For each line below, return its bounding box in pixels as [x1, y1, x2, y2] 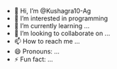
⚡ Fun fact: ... [13, 55, 53, 63]
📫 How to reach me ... [13, 37, 80, 45]
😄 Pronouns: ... [13, 47, 60, 56]
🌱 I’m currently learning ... [13, 22, 90, 30]
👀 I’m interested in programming [13, 14, 108, 23]
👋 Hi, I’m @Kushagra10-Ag [13, 7, 91, 15]
